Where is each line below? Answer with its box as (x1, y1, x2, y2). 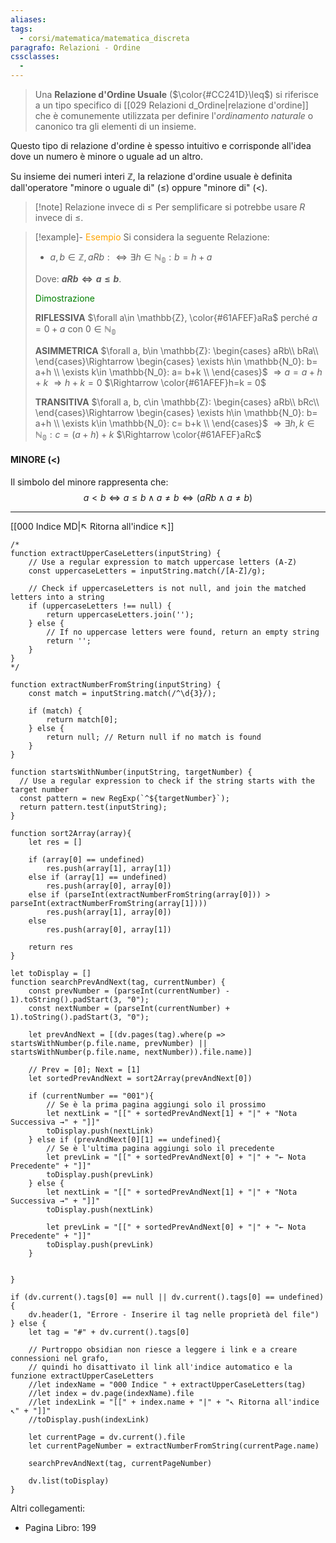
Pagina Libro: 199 (24, 1521, 97, 1533)
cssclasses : (10, 52, 60, 62)
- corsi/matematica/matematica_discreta (19, 33, 190, 43)
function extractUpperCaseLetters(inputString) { (10, 548, 222, 558)
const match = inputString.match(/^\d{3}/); (28, 688, 217, 698)
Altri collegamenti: (10, 1502, 86, 1514)
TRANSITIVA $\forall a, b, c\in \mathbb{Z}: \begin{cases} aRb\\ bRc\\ (34, 396, 320, 408)
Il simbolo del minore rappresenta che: (10, 476, 169, 488)
